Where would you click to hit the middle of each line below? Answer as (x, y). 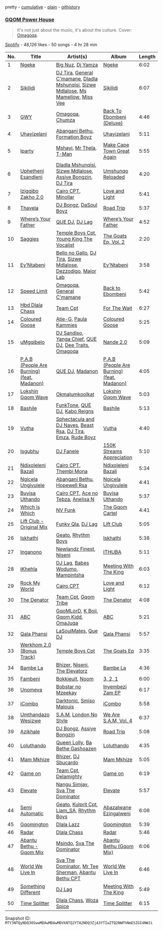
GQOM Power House (30, 19)
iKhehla (29, 569)
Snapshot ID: (18, 918)
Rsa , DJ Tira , (71, 432)
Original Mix (34, 527)
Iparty (27, 151)
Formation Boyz (74, 137)
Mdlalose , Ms (71, 91)
